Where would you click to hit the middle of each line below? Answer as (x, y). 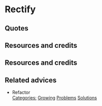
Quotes (17, 28)
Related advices (31, 80)
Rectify (20, 9)
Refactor (21, 92)
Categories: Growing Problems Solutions (55, 98)
